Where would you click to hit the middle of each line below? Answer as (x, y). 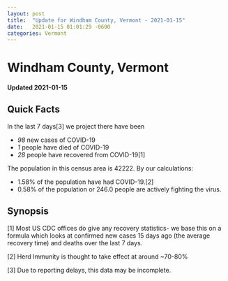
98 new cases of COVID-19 (56, 140)
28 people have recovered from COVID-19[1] (81, 154)
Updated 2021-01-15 (37, 87)
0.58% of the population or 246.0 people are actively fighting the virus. (119, 189)
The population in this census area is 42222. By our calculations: (100, 168)
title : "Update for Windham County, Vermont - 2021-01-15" (97, 20)
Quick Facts (34, 109)
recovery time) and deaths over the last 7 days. (75, 243)
